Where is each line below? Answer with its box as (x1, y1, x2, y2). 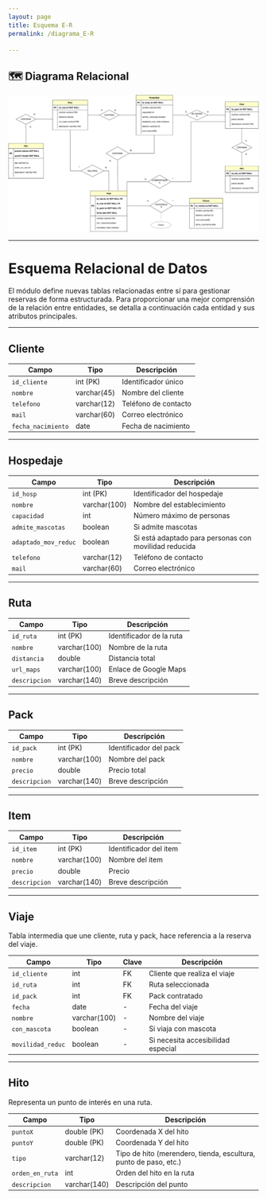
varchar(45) (75, 387, 115, 397)
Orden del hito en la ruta (115, 1168, 195, 1178)
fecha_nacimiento (11, 422, 69, 430)
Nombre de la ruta (108, 642, 168, 652)
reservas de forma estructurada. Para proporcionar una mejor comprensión (8, 294, 255, 304)
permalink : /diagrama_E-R (8, 29, 94, 37)
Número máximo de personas (133, 511, 230, 520)
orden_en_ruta (11, 1170, 59, 1178)
